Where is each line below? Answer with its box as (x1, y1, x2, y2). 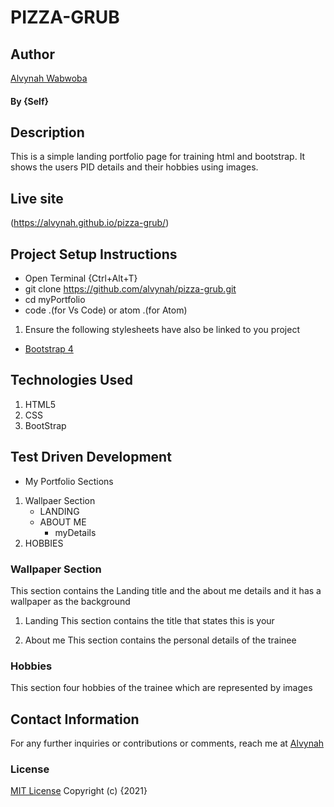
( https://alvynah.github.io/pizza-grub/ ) (10, 217, 170, 229)
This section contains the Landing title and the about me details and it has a (10, 584, 322, 596)
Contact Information (10, 711, 140, 728)
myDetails (54, 526, 97, 538)
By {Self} (10, 95, 50, 107)
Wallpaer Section (24, 494, 96, 506)
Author (10, 46, 55, 63)
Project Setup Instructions (10, 246, 178, 263)
